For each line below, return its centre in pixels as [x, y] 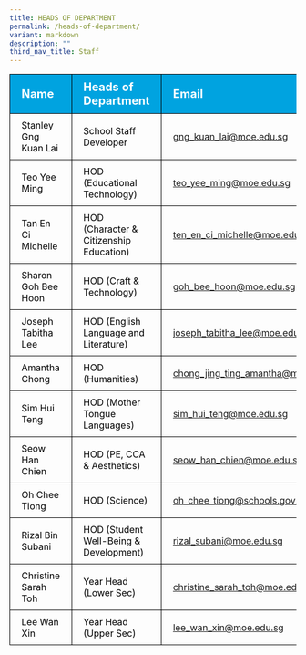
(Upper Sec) [110, 633]
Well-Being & [112, 541]
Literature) [106, 345]
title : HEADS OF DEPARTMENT [63, 18]
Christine [41, 576]
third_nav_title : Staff [55, 52]
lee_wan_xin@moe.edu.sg [228, 628]
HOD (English [112, 322]
